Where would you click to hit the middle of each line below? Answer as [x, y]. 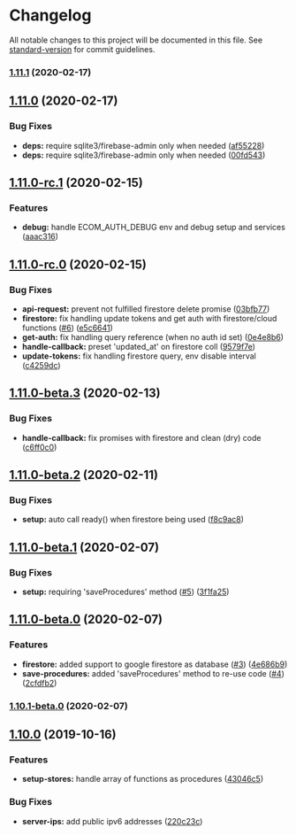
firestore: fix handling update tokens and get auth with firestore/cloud [149, 318]
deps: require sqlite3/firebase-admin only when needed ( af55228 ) [143, 145]
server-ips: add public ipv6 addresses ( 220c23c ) [112, 821]
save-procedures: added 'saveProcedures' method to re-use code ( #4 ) [153, 673]
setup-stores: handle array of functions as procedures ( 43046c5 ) [143, 779]
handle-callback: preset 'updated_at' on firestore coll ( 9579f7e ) [139, 346]
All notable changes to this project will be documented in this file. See [136, 40]
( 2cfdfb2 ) [39, 683]
